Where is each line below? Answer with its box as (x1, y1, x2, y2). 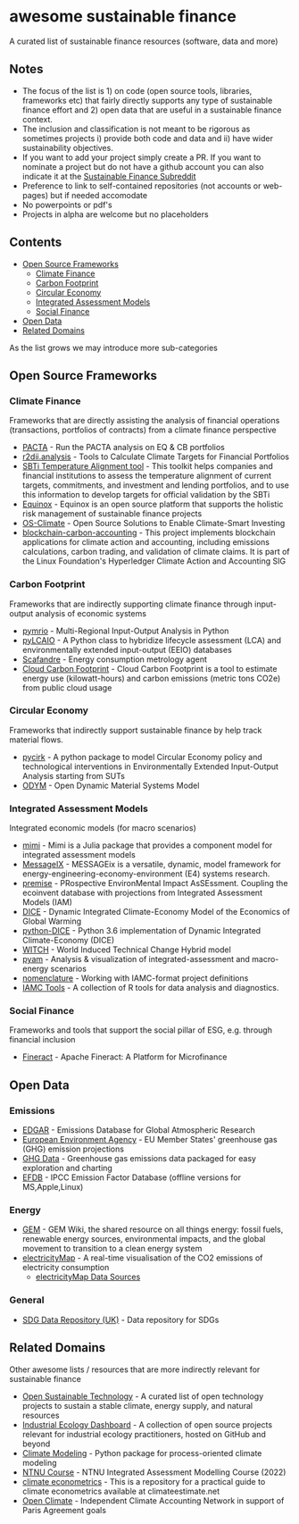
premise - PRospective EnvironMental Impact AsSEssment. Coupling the (21, 878, 288, 889)
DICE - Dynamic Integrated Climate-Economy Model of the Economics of (21, 907, 290, 917)
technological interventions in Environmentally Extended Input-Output (21, 761, 279, 772)
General (9, 1294, 45, 1306)
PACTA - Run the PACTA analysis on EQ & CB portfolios (21, 442, 225, 453)
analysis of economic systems (35, 607, 147, 618)
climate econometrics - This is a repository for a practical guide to (21, 1476, 266, 1486)
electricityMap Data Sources (35, 1271, 141, 1283)
